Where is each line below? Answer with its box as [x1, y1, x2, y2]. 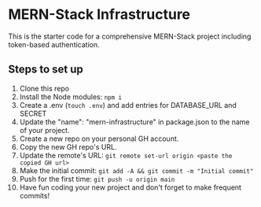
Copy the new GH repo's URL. [19, 142, 117, 151]
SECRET [19, 109, 47, 118]
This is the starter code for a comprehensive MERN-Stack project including [8, 31, 252, 41]
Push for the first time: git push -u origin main [19, 174, 175, 183]
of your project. [19, 125, 70, 135]
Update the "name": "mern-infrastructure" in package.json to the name [19, 116, 250, 127]
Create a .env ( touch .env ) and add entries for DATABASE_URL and [19, 100, 237, 109]
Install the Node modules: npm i [19, 92, 123, 102]
